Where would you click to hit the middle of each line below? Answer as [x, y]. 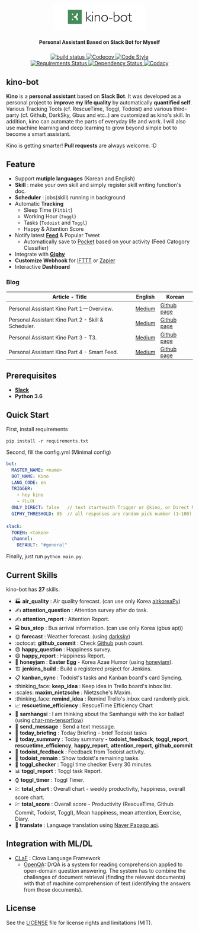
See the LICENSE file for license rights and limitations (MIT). [79, 923]
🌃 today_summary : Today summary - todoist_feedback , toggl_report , [102, 739]
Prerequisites [31, 376]
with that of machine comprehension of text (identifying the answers [107, 883]
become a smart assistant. [38, 134]
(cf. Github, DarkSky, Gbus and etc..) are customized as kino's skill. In [105, 115]
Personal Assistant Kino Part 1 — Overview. [61, 308]
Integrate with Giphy [40, 255]
